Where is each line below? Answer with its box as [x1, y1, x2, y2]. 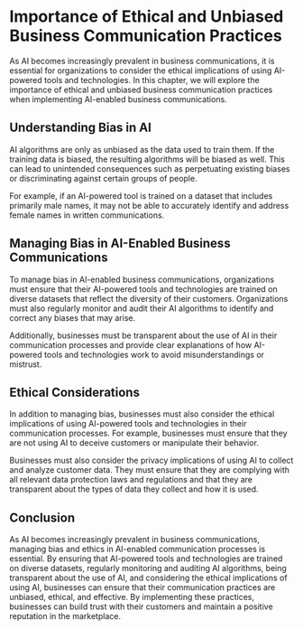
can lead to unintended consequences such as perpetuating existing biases [9, 163, 290, 174]
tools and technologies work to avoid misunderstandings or [43, 349, 264, 360]
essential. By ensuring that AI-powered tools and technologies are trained [9, 553, 283, 564]
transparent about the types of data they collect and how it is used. [9, 483, 259, 494]
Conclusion [9, 510, 76, 525]
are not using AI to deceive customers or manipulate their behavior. [9, 437, 260, 448]
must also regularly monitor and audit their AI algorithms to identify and [9, 303, 274, 314]
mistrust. [9, 359, 42, 370]
